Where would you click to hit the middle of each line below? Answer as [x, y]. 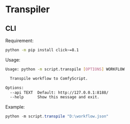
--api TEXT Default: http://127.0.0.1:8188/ [59, 92]
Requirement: [19, 40]
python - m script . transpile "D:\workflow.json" [57, 116]
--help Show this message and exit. [55, 97]
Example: [15, 107]
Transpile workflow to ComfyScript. [49, 78]
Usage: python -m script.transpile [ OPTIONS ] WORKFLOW [65, 69]
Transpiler [28, 9]
